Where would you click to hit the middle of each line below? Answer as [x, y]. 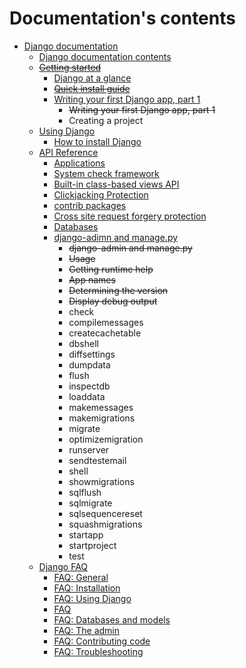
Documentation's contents [122, 18]
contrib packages [90, 205]
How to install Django [97, 141]
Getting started [70, 67]
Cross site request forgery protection [130, 216]
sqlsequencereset [105, 513]
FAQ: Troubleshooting [98, 651]
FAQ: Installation [87, 588]
